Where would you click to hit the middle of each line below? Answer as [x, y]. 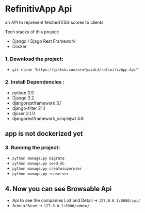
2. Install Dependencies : [35, 82]
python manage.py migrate [38, 159]
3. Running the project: [32, 147]
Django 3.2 [23, 98]
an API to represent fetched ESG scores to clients [54, 22]
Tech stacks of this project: [32, 32]
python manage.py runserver [40, 174]
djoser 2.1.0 [24, 113]
